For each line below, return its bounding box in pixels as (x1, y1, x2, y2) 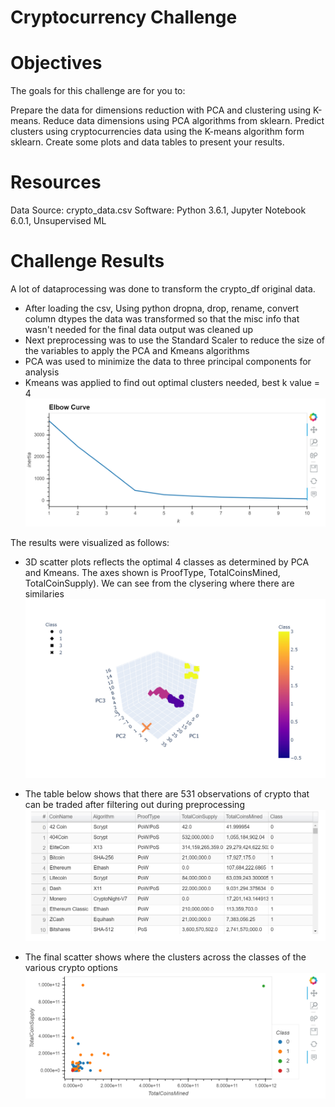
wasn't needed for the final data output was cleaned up (24, 324, 254, 335)
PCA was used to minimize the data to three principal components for (24, 356, 312, 367)
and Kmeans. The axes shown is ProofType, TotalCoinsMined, (24, 567, 281, 579)
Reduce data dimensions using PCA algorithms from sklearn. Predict (43, 115, 325, 127)
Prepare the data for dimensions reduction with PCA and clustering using (10, 104, 312, 116)
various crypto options (24, 962, 118, 974)
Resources (10, 171, 102, 194)
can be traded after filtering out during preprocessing (24, 799, 245, 811)
